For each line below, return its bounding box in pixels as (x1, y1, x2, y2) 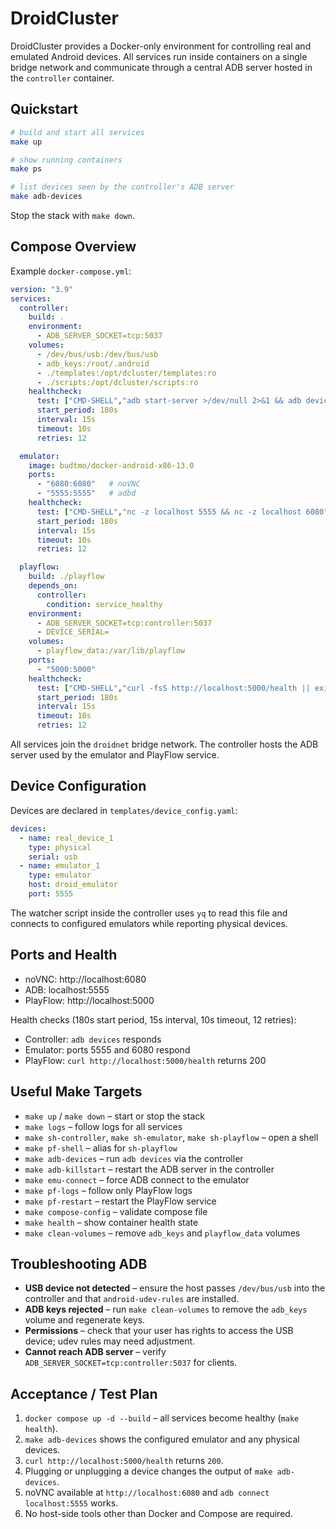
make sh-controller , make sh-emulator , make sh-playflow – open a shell (24, 1131, 319, 1143)
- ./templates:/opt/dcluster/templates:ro (36, 368, 217, 378)
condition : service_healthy (46, 599, 163, 609)
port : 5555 (28, 889, 74, 899)
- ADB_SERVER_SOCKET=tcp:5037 (36, 331, 163, 341)
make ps (10, 164, 43, 174)
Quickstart (10, 101, 79, 118)
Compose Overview (10, 238, 137, 256)
